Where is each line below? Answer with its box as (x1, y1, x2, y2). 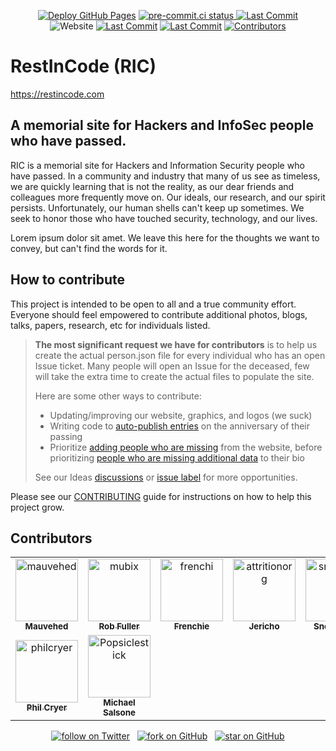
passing (49, 430, 83, 442)
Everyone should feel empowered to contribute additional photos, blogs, (10, 308, 308, 320)
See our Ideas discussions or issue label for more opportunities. (34, 471, 298, 483)
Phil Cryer (26, 702, 68, 714)
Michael (103, 697, 136, 709)
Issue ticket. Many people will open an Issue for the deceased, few (34, 360, 310, 372)
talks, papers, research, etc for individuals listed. (10, 319, 211, 331)
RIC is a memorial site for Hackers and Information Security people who (10, 159, 305, 171)
